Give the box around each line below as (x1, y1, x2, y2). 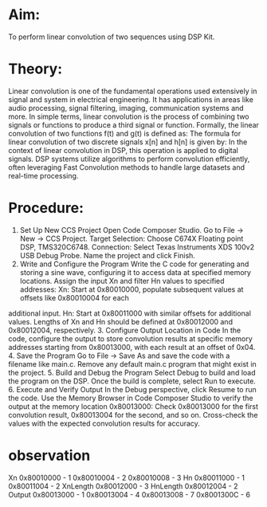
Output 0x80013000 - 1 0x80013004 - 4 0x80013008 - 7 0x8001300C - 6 (8, 489, 251, 499)
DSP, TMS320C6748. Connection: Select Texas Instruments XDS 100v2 (19, 242, 255, 252)
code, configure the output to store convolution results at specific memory (8, 333, 253, 344)
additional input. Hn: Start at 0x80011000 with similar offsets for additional (8, 309, 251, 318)
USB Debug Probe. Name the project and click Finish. (19, 250, 195, 260)
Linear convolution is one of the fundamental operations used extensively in (8, 86, 257, 96)
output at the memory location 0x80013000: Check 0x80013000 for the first (8, 401, 259, 411)
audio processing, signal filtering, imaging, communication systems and (8, 103, 245, 112)
